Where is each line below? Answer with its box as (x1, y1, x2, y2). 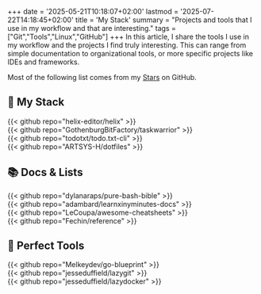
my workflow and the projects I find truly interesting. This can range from (7, 40, 247, 50)
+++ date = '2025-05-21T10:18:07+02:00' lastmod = (7, 7, 179, 16)
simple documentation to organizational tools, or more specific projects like (7, 49, 253, 58)
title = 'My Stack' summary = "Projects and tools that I (75, 15, 252, 25)
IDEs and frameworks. (7, 57, 80, 67)
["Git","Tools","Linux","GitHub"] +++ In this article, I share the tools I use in (7, 32, 249, 41)
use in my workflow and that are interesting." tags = (7, 24, 176, 32)
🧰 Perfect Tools (7, 239, 85, 253)
